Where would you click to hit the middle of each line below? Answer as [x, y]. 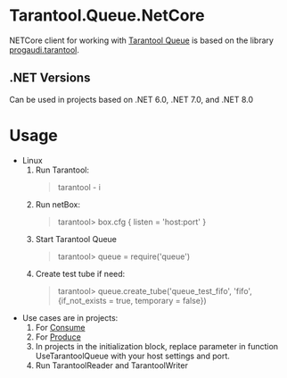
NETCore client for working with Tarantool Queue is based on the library [142, 40]
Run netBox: [58, 204]
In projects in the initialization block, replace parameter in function [157, 346]
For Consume [60, 327]
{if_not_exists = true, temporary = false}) [132, 300]
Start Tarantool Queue [76, 239]
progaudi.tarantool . [45, 49]
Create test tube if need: [80, 273]
